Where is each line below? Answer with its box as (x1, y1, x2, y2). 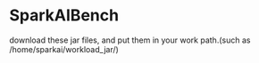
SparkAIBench (9, 5, 119, 26)
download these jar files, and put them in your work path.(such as (9, 35, 251, 45)
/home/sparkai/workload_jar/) (9, 43, 119, 54)
